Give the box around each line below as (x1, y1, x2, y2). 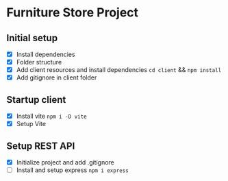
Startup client (6, 94, 66, 106)
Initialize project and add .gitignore (16, 158, 114, 166)
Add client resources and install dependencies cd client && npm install (16, 66, 222, 74)
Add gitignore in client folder (16, 73, 97, 82)
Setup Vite (16, 120, 46, 128)
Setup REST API (6, 140, 75, 152)
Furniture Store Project (6, 5, 138, 21)
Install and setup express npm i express (16, 166, 129, 174)
